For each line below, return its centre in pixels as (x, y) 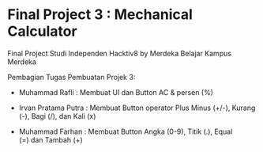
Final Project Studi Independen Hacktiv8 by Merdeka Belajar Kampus (120, 53)
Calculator (42, 31)
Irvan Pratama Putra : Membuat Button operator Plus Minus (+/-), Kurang (137, 108)
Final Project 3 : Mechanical (100, 15)
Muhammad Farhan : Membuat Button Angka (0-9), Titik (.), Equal (126, 131)
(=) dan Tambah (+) (51, 139)
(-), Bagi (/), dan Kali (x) (57, 116)
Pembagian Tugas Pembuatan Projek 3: (71, 77)
